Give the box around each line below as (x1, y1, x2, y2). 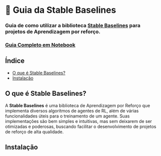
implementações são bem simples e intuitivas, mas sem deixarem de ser (5, 118, 152, 124)
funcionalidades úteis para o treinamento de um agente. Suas (5, 113, 130, 119)
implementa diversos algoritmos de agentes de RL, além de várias (5, 108, 139, 114)
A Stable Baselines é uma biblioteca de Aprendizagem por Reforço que (5, 102, 150, 108)
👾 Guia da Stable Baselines (5, 4, 117, 16)
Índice (5, 57, 25, 65)
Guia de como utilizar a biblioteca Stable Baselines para (5, 22, 141, 29)
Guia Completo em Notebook (5, 41, 76, 48)
